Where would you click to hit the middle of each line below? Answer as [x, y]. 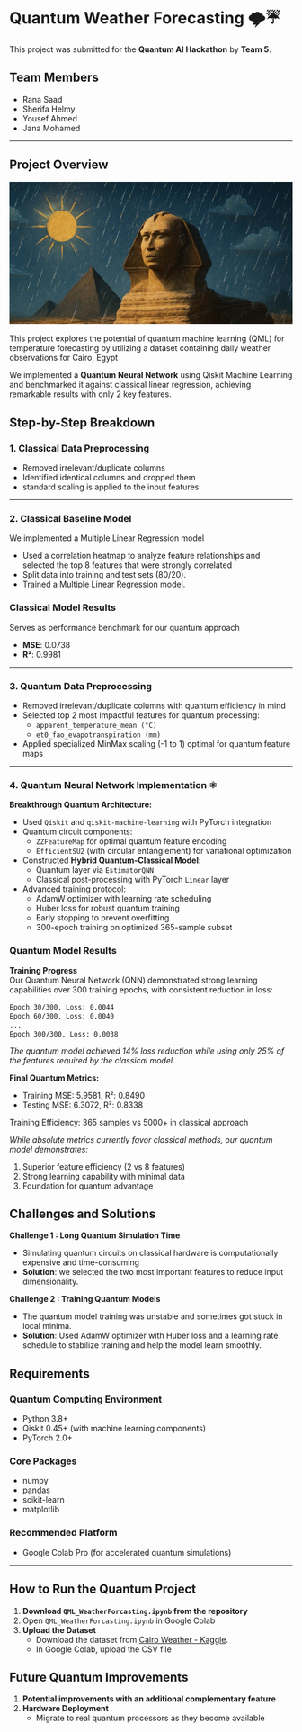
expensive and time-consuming [81, 1262]
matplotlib [41, 1510]
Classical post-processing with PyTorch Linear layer [133, 880]
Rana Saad [42, 99]
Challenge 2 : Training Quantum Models [85, 1299]
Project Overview [59, 165]
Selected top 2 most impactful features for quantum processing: [141, 715]
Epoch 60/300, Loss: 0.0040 [62, 1016]
